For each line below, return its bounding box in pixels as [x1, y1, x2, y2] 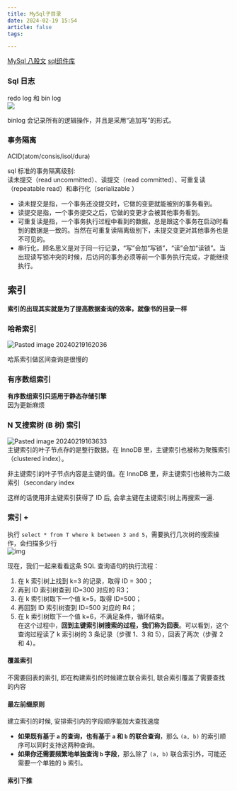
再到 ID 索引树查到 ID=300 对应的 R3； [17, 585, 131, 594]
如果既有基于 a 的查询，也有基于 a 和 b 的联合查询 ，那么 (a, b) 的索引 [17, 732, 221, 741]
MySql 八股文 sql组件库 [7, 57, 76, 65]
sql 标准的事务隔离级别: [7, 166, 76, 175]
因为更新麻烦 [7, 401, 45, 409]
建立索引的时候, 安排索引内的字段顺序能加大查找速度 [7, 717, 160, 726]
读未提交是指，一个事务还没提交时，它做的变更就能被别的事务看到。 [17, 199, 216, 208]
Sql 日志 [7, 76, 35, 86]
